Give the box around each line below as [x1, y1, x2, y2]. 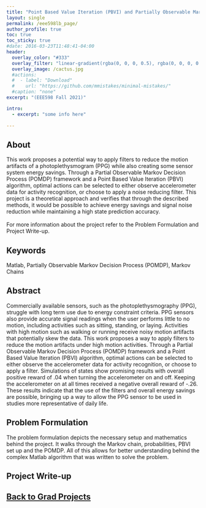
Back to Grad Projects [6, 491, 91, 502]
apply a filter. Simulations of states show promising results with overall [6, 367, 184, 374]
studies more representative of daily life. [6, 400, 109, 407]
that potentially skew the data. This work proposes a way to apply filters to [6, 335, 195, 342]
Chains [6, 268, 25, 275]
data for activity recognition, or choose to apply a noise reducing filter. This [6, 188, 197, 196]
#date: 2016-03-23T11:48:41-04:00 [6, 44, 95, 50]
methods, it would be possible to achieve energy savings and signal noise [6, 202, 193, 209]
